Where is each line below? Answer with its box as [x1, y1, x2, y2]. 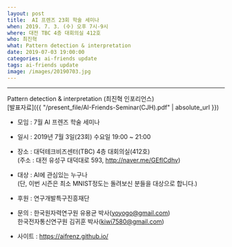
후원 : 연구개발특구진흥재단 [17, 194, 90, 202]
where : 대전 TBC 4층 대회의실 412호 [7, 29, 101, 37]
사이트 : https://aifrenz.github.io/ [17, 232, 109, 240]
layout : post [7, 10, 45, 17]
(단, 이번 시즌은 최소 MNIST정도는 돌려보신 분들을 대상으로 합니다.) [17, 179, 198, 187]
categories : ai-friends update [7, 55, 97, 62]
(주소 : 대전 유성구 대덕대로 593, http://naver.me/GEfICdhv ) [17, 156, 181, 164]
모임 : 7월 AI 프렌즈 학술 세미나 [17, 118, 100, 126]
